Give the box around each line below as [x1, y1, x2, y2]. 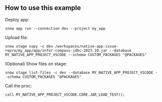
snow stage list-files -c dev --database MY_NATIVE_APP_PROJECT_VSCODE [5, 70, 153, 75]
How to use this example [5, 4, 81, 12]
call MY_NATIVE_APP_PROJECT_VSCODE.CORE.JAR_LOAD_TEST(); [5, 92, 125, 97]
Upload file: [5, 34, 28, 40]
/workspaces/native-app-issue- [55, 44, 119, 49]
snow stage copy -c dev [5, 44, 54, 49]
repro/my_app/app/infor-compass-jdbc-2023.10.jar [5, 48, 108, 53]
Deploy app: [5, 16, 30, 22]
